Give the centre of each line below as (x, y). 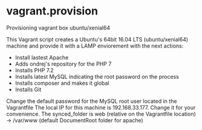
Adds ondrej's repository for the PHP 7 (63, 64)
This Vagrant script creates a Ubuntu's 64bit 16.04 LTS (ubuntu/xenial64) (97, 39)
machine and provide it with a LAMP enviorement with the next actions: (95, 46)
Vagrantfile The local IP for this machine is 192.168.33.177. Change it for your (101, 107)
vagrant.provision (52, 11)
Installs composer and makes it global (62, 83)
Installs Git (28, 89)
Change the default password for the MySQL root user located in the (92, 101)
